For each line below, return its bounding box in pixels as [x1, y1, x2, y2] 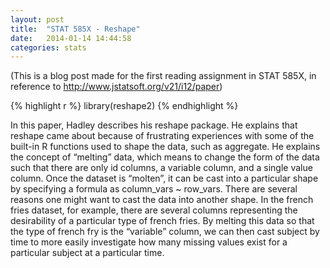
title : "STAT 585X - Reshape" [10, 24, 141, 34]
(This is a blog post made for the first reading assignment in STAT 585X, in [10, 70, 317, 82]
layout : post [10, 14, 65, 25]
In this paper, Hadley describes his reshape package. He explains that [10, 119, 298, 131]
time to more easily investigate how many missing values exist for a [10, 236, 288, 248]
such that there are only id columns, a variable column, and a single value [10, 162, 313, 174]
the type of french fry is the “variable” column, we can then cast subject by [10, 226, 320, 238]
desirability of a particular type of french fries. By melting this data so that [10, 215, 315, 227]
